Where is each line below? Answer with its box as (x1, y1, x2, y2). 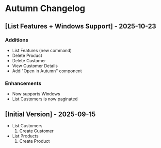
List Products (12, 133, 39, 139)
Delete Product (12, 53, 42, 58)
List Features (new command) (12, 47, 72, 53)
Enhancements (5, 80, 42, 87)
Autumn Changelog (5, 3, 86, 14)
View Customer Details (12, 63, 58, 68)
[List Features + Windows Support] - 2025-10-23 (5, 22, 157, 30)
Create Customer (19, 128, 54, 134)
